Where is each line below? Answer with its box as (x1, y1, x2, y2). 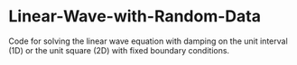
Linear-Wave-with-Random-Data (8, 6, 261, 27)
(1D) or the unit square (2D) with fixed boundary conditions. (8, 45, 230, 55)
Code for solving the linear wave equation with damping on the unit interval (8, 36, 288, 46)
